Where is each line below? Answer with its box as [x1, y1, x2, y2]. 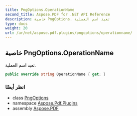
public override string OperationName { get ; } [5, 72, 106, 77]
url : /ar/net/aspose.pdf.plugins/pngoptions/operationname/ [5, 30, 133, 35]
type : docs [5, 21, 28, 26]
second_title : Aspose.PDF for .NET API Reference [5, 12, 111, 17]
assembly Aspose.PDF [12, 105, 59, 111]
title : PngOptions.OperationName [5, 7, 75, 12]
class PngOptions [12, 95, 49, 101]
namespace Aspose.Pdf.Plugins [12, 100, 78, 106]
